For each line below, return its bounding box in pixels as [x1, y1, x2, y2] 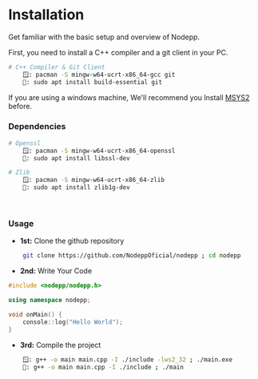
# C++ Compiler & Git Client [8, 62, 105, 71]
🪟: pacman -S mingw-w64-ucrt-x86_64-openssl [22, 147, 176, 155]
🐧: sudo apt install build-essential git [22, 78, 162, 86]
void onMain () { [8, 311, 62, 319]
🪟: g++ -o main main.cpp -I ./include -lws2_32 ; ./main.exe [22, 355, 233, 364]
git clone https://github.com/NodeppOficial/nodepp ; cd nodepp [22, 252, 241, 260]
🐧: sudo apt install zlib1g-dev [22, 183, 130, 192]
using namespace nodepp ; [8, 296, 91, 304]
